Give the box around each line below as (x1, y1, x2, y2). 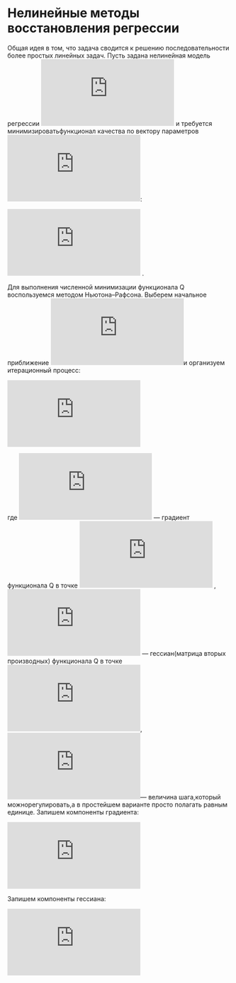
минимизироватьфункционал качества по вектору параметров (7, 127, 199, 135)
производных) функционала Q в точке (7, 657, 123, 665)
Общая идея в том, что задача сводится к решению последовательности (7, 43, 230, 52)
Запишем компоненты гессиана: (7, 894, 106, 903)
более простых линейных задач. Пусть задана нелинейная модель (7, 51, 210, 60)
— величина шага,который (140, 792, 221, 801)
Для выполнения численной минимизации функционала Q (7, 282, 185, 291)
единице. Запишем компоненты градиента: (7, 807, 140, 816)
